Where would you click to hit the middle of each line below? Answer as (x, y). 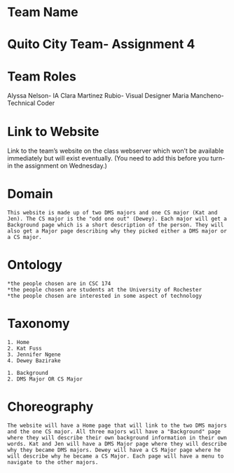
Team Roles (42, 76)
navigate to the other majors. (53, 462)
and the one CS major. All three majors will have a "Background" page (114, 432)
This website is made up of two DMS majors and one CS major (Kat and (112, 213)
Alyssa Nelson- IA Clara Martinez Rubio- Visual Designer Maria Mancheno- (116, 96)
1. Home (19, 343)
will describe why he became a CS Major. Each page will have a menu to (116, 456)
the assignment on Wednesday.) (60, 166)
